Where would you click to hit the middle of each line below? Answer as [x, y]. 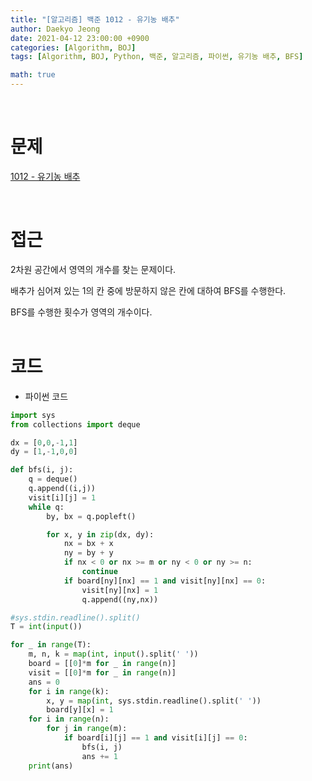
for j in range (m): [87, 729]
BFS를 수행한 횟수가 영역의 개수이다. [81, 312]
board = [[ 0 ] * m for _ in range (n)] [102, 664]
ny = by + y [88, 553]
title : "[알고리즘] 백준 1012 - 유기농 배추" [95, 19]
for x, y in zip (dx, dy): [100, 534]
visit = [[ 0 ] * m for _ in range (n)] [102, 672]
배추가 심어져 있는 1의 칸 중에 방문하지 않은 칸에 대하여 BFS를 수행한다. [148, 290]
